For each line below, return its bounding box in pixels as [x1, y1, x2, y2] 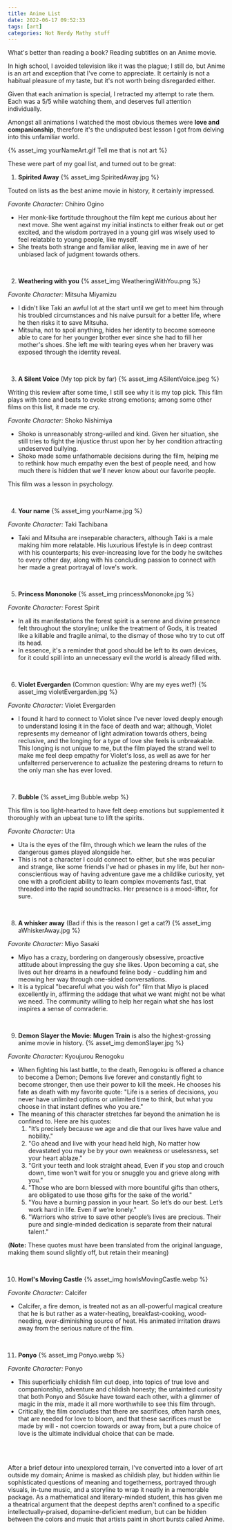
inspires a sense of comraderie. [17, 1005, 108, 1013]
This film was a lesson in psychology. [8, 480, 115, 488]
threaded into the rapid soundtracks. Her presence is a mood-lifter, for [17, 884, 218, 893]
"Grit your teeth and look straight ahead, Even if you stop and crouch [28, 1162, 224, 1170]
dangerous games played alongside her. [17, 848, 133, 856]
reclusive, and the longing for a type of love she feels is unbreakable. [17, 737, 215, 745]
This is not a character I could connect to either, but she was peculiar [17, 855, 215, 864]
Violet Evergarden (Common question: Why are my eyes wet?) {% [17, 680, 207, 689]
